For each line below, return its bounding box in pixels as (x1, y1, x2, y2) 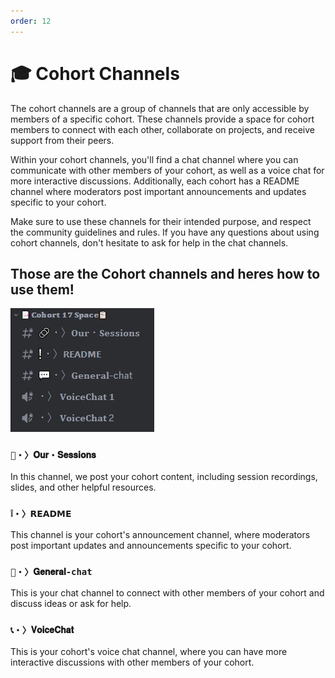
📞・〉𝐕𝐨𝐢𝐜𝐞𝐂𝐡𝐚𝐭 (10, 625, 75, 636)
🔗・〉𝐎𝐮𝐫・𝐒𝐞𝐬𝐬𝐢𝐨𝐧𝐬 (10, 450, 97, 461)
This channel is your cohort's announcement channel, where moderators (10, 528, 311, 540)
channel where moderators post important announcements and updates (10, 185, 307, 197)
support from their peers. (10, 134, 115, 146)
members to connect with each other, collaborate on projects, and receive (10, 123, 315, 135)
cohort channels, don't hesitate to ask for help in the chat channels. (10, 236, 289, 249)
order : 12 (10, 16, 52, 26)
